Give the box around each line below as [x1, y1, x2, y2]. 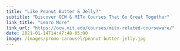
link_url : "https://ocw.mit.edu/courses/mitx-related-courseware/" [6, 25, 175, 31]
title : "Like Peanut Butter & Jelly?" [6, 8, 101, 15]
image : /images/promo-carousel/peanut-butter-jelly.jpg [6, 36, 146, 42]
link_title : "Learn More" [6, 19, 69, 25]
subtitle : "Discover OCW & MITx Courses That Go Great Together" [6, 14, 169, 20]
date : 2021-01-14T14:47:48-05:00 [6, 30, 88, 36]
